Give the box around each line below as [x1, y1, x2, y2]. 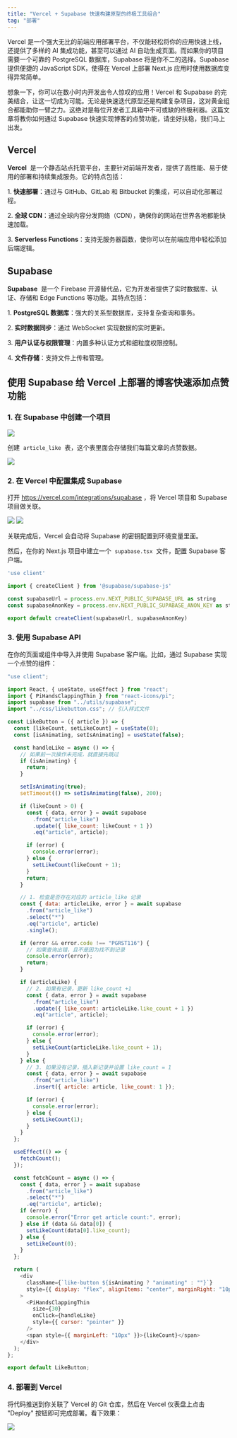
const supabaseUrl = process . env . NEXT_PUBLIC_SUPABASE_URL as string [7, 595, 217, 602]
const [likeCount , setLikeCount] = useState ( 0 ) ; [13, 725, 159, 732]
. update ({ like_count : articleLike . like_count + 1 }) [32, 1005, 194, 1012]
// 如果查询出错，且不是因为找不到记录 [25, 946, 126, 953]
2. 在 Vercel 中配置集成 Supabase [7, 475, 122, 485]
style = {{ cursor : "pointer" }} [32, 1318, 125, 1326]
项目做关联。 [7, 502, 44, 511]
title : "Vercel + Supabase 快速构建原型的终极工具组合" [7, 10, 161, 18]
